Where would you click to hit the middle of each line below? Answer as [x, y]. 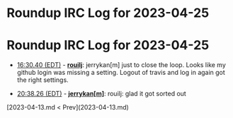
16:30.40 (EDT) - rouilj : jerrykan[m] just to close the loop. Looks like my [121, 65]
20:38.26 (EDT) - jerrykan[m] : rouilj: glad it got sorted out [102, 94]
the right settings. [42, 80]
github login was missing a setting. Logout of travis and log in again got [121, 73]
